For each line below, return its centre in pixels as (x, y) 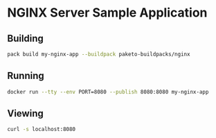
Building (25, 38)
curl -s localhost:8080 (42, 130)
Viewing (25, 113)
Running (26, 76)
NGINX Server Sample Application (107, 13)
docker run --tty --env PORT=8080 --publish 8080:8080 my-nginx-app (108, 92)
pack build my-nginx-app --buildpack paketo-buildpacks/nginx (99, 54)
